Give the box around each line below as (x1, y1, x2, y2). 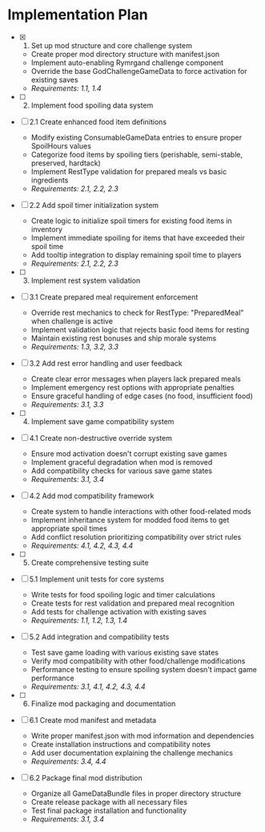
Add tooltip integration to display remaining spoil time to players (30, 250, 242, 259)
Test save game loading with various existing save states (30, 647, 219, 657)
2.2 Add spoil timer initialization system (29, 200, 159, 210)
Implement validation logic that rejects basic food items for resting (30, 324, 250, 334)
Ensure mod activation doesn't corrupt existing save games (30, 448, 227, 459)
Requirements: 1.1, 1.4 (30, 83, 102, 93)
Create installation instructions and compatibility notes (30, 739, 211, 748)
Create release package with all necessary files (30, 797, 187, 806)
